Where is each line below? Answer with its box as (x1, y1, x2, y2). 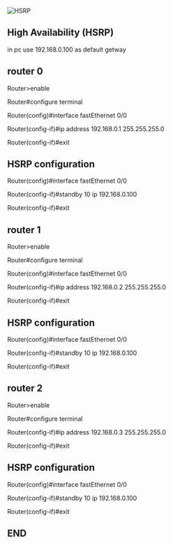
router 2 (7, 382, 43, 394)
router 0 (7, 66, 43, 77)
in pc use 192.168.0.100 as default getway (7, 45, 127, 54)
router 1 (7, 224, 41, 236)
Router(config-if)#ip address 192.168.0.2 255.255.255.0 (7, 283, 166, 292)
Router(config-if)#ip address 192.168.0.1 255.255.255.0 (7, 124, 165, 133)
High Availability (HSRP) (7, 27, 114, 38)
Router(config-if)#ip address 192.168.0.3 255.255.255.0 (7, 428, 166, 436)
